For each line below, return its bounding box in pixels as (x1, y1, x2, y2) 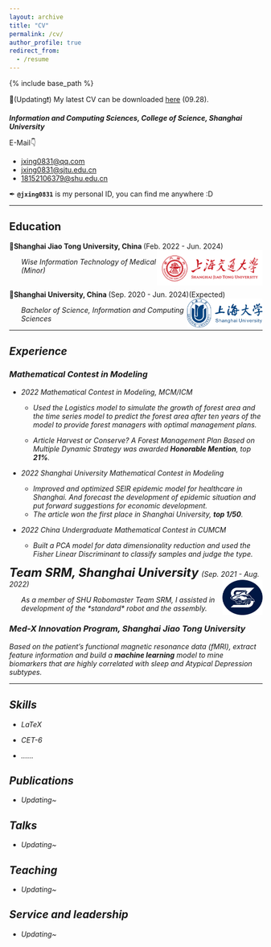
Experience (9, 344, 68, 358)
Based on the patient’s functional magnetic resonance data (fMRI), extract (9, 641, 257, 651)
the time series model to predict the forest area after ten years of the (32, 411, 261, 421)
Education (9, 220, 62, 233)
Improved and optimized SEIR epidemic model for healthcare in (32, 484, 243, 493)
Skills (9, 698, 37, 712)
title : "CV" (9, 21, 49, 30)
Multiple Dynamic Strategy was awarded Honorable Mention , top (32, 443, 252, 454)
